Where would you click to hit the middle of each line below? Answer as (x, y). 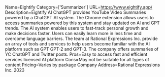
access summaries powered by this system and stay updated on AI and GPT (82, 23)
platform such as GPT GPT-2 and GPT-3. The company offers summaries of (82, 49)
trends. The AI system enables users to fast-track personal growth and (77, 28)
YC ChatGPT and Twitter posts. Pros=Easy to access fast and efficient (76, 54)
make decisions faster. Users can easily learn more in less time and (73, 33)
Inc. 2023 (15, 70)
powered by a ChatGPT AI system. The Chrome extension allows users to (80, 18)
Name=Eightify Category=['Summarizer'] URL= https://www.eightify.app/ (79, 7)
